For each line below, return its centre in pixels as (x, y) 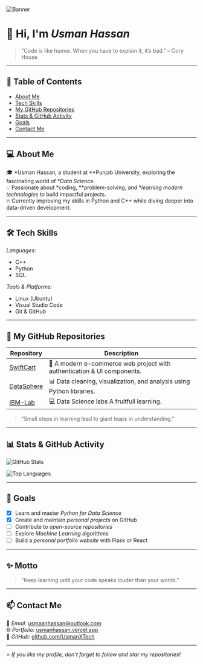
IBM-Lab (22, 402)
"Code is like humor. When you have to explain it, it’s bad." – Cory (102, 50)
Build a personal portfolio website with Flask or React (81, 540)
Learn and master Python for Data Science (68, 513)
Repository (26, 354)
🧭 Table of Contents (44, 82)
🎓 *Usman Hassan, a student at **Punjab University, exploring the (91, 172)
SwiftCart (23, 367)
